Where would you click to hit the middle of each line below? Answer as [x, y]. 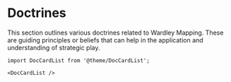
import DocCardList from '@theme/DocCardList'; [79, 60]
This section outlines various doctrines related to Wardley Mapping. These [115, 33]
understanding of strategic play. [54, 47]
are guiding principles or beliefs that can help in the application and [105, 40]
